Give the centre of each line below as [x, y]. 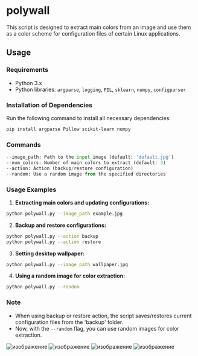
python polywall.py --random [43, 287]
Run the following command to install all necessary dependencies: [88, 118]
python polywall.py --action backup [52, 236]
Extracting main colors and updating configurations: [82, 202]
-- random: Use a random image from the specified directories [86, 174]
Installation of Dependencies [49, 105]
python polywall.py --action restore [54, 242]
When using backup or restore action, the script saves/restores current [103, 316]
